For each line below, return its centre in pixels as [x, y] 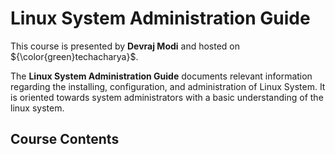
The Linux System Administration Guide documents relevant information [161, 76]
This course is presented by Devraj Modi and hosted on [125, 46]
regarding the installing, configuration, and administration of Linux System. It [168, 86]
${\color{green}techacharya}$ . [74, 56]
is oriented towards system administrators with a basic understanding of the [167, 97]
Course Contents [65, 139]
